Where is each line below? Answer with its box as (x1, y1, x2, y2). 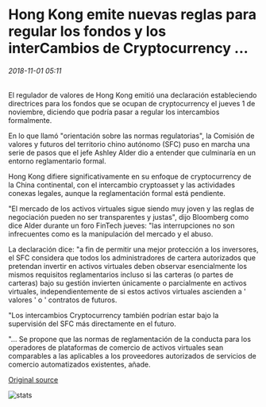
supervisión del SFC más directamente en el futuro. (8, 319, 177, 328)
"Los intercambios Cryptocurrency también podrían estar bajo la (8, 311, 219, 321)
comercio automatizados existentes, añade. (8, 359, 151, 370)
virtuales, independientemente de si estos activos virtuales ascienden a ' (8, 287, 246, 297)
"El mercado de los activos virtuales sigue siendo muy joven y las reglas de (8, 204, 255, 213)
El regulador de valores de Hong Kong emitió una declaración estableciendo (8, 90, 257, 100)
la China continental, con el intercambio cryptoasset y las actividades (8, 180, 236, 190)
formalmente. (8, 116, 52, 125)
